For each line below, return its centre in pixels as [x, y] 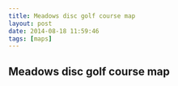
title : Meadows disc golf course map [72, 16]
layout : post [30, 24]
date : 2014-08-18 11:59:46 [54, 31]
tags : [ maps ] [30, 39]
